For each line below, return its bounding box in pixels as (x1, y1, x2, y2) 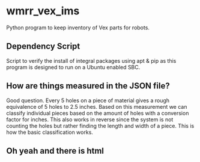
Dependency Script (6, 41, 80, 51)
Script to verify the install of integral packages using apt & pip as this (6, 57, 177, 64)
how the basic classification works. (6, 129, 93, 136)
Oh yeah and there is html (6, 145, 104, 156)
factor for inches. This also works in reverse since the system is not (6, 115, 174, 123)
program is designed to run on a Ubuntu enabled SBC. (6, 63, 141, 71)
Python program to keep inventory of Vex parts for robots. (6, 24, 150, 31)
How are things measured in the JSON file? (6, 81, 170, 91)
